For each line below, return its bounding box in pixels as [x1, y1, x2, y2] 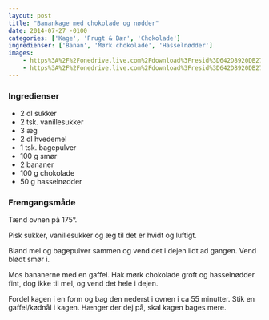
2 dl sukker [19, 109, 58, 119]
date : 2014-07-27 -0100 [8, 26, 88, 34]
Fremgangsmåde [8, 196, 76, 208]
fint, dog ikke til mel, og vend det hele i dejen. [8, 278, 159, 289]
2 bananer [19, 160, 54, 169]
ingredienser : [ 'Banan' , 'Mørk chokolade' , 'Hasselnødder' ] [8, 42, 214, 50]
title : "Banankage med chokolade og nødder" [8, 19, 159, 27]
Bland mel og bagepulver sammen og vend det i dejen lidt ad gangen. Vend [8, 246, 257, 256]
